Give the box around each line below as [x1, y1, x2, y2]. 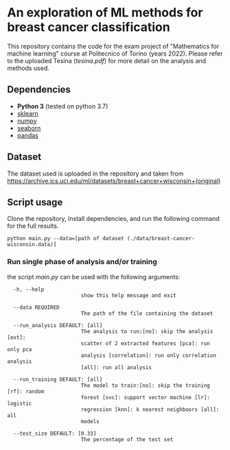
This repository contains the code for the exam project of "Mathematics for [7, 42, 220, 50]
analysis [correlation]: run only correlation [80, 352, 216, 359]
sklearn [16, 109, 39, 117]
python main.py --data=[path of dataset [7, 235, 125, 242]
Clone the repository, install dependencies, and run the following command [7, 215, 220, 223]
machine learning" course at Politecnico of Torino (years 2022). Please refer [7, 49, 223, 58]
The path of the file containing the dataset [80, 310, 214, 317]
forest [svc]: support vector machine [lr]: [80, 394, 211, 401]
